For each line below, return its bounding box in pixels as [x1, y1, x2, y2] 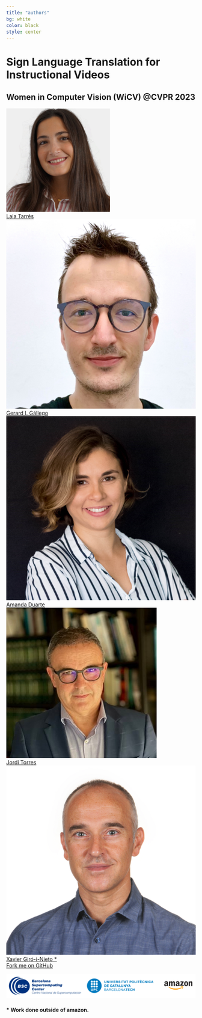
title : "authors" [6, 10, 50, 16]
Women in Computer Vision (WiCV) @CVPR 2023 [6, 92, 195, 102]
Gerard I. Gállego [6, 409, 49, 417]
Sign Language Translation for [6, 55, 161, 69]
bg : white [6, 16, 31, 22]
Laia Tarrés [6, 213, 34, 220]
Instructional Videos [6, 68, 110, 82]
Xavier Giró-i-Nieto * [6, 956, 57, 963]
